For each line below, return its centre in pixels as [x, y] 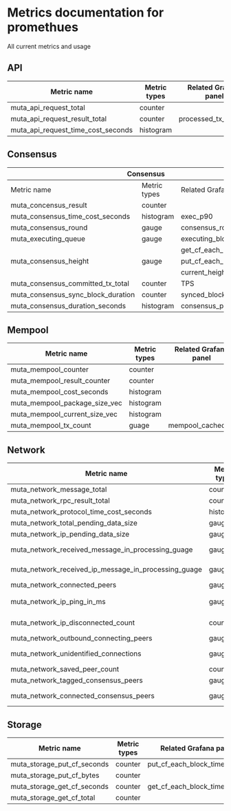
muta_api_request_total [48, 107]
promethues [43, 27]
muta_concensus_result [49, 205]
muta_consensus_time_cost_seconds [70, 216]
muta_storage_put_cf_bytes [55, 775]
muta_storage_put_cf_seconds [60, 764]
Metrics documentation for [86, 13]
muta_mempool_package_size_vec [66, 403]
